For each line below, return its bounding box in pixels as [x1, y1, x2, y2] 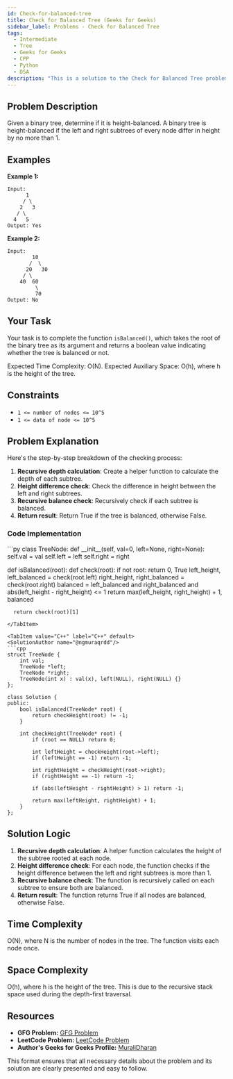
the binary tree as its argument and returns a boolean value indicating [7, 341, 207, 349]
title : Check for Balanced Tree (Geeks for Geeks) [7, 17, 157, 24]
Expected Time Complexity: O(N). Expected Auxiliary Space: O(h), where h [7, 362, 221, 370]
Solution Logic [7, 828, 71, 840]
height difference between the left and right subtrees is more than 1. [17, 868, 212, 877]
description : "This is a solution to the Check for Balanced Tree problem [7, 74, 228, 82]
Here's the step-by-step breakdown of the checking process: [7, 454, 182, 462]
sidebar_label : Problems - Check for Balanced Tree [7, 23, 159, 30]
